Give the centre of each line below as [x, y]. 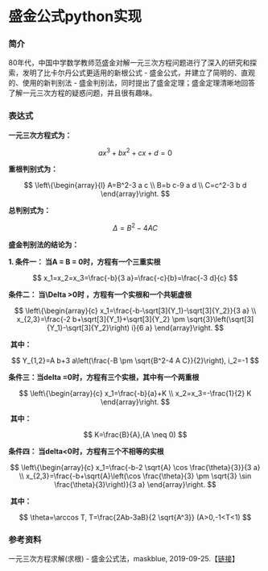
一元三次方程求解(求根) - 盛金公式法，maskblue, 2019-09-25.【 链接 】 [124, 559]
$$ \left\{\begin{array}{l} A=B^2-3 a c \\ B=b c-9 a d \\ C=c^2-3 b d [135, 185]
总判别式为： [29, 210]
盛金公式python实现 [75, 17]
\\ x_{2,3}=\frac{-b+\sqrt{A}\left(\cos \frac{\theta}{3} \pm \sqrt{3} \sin [135, 476]
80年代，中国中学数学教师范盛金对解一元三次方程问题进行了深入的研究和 [129, 63]
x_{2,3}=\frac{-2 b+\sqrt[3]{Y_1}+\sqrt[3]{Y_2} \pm [101, 319]
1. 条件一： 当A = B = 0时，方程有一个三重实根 [85, 262]
